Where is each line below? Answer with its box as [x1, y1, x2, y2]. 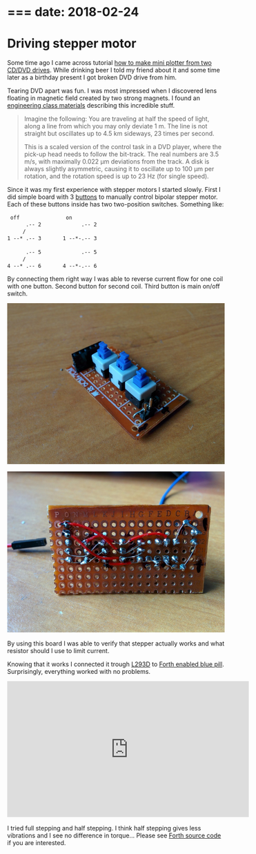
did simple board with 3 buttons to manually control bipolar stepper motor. [7, 193, 218, 201]
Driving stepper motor [7, 36, 137, 52]
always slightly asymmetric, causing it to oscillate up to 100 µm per [23, 165, 215, 173]
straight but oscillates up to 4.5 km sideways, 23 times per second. [23, 129, 215, 138]
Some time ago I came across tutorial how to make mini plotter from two [7, 59, 212, 67]
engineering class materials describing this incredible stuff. [7, 101, 175, 110]
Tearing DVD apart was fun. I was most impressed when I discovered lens [7, 87, 217, 95]
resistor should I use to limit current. [7, 647, 110, 655]
